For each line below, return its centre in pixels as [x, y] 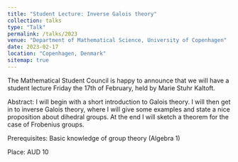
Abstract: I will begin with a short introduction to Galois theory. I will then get [119, 102]
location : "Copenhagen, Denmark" [57, 54]
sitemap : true [28, 60]
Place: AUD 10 [28, 152]
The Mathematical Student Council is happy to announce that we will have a [118, 80]
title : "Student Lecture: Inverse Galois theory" [82, 14]
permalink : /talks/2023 [43, 34]
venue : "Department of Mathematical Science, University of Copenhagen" [117, 40]
